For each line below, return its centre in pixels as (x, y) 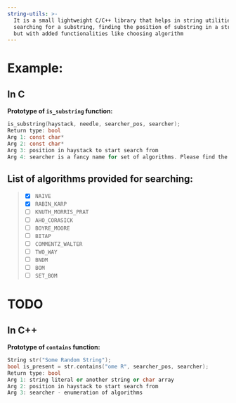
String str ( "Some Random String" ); (59, 360)
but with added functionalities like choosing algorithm (99, 33)
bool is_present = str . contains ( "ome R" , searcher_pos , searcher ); (108, 366)
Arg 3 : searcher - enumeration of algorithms (75, 393)
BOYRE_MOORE (52, 228)
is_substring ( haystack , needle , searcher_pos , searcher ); (94, 124)
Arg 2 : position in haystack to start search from (83, 386)
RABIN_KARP (51, 204)
